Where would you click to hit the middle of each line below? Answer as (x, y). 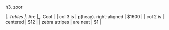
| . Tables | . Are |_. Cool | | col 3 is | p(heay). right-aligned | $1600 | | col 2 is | (85, 17)
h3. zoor (14, 7)
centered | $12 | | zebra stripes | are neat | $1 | (53, 22)
